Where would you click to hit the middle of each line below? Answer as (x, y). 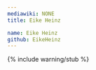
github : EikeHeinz (34, 39)
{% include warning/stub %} (48, 59)
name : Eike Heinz (33, 33)
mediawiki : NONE (31, 14)
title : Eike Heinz (34, 20)
